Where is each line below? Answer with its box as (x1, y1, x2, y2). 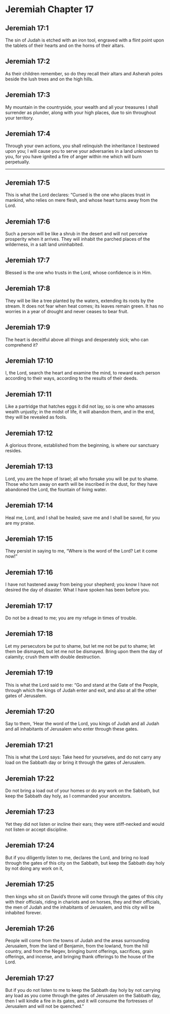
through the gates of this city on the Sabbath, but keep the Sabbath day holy (5, 860, 165, 866)
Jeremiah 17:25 (5, 880, 55, 889)
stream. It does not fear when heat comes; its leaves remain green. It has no (5, 303, 164, 309)
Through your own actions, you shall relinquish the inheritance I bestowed (5, 143, 159, 149)
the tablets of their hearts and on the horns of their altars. (5, 43, 125, 49)
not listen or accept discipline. (5, 826, 68, 832)
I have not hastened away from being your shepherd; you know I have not (5, 581, 159, 587)
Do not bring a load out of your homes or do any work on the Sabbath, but (5, 788, 160, 794)
